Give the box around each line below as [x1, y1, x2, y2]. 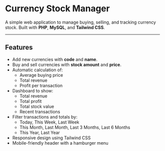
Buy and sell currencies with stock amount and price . [12, 61, 122, 67]
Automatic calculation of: [12, 67, 63, 73]
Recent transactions [19, 109, 60, 115]
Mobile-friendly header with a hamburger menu [12, 140, 109, 146]
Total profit [19, 98, 42, 104]
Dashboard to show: [12, 88, 54, 93]
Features [5, 43, 33, 52]
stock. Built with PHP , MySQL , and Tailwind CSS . [5, 24, 105, 30]
